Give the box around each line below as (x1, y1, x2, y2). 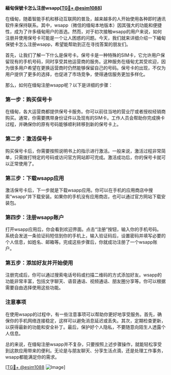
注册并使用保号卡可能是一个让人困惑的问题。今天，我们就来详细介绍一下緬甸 (5, 35, 166, 41)
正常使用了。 (9, 160, 37, 167)
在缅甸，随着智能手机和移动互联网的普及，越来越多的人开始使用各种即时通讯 (5, 16, 166, 22)
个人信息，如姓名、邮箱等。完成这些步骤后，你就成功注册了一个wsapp (5, 239, 153, 245)
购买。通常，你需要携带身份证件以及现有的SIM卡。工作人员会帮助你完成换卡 (5, 115, 165, 121)
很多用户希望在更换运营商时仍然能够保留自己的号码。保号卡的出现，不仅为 (9, 65, 166, 71)
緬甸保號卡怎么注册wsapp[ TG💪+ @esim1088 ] (5, 5, 102, 11)
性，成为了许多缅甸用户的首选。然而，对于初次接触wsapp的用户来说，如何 (5, 29, 162, 35)
